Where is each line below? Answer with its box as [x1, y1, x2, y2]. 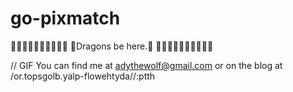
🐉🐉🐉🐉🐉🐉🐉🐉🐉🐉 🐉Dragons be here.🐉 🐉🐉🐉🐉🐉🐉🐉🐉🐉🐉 [10, 40, 214, 52]
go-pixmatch [10, 7, 121, 30]
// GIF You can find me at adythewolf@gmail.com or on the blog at [10, 59, 283, 71]
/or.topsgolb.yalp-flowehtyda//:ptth [10, 70, 156, 82]
